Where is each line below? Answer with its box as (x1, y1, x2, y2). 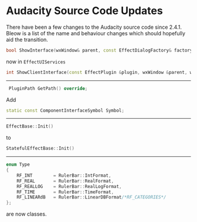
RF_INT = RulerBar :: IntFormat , (16, 172, 111, 179)
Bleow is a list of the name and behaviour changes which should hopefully (6, 29, 186, 36)
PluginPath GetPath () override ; (8, 85, 88, 92)
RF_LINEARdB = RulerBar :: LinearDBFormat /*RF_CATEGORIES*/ (16, 194, 167, 200)
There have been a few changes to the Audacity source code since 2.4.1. (6, 23, 182, 31)
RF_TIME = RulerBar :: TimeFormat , (16, 189, 114, 195)
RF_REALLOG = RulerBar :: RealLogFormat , (16, 183, 122, 189)
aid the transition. (6, 36, 49, 43)
